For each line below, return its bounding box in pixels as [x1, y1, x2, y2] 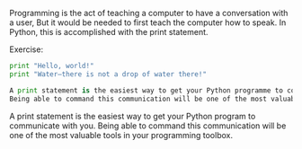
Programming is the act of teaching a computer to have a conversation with [9, 8, 289, 18]
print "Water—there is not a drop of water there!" [9, 69, 207, 79]
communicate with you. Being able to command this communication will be [9, 120, 287, 131]
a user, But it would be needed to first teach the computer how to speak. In [9, 17, 287, 28]
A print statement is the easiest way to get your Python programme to [9, 85, 283, 95]
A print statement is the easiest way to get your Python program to [9, 110, 256, 121]
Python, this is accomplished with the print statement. [9, 27, 209, 37]
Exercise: [9, 44, 43, 55]
